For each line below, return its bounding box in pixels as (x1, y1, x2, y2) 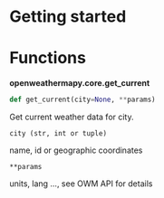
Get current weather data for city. (9, 111, 134, 122)
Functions (9, 48, 86, 69)
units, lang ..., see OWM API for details (9, 178, 153, 189)
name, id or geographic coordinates (9, 145, 143, 156)
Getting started (9, 6, 127, 27)
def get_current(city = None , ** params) (9, 95, 156, 105)
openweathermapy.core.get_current (9, 78, 150, 89)
